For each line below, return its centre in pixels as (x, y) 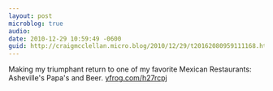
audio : (19, 31)
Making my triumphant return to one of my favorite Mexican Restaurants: (130, 69)
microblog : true (36, 24)
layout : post (30, 16)
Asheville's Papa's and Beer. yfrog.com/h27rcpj (88, 78)
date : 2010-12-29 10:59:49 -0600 (65, 39)
